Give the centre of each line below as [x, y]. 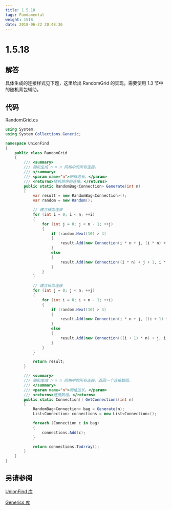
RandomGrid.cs [22, 120]
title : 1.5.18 [20, 10]
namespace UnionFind [27, 143]
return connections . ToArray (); [66, 446]
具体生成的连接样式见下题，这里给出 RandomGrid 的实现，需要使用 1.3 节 [82, 83]
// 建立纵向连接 [48, 286]
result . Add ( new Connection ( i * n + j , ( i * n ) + [113, 243]
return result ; [49, 362]
